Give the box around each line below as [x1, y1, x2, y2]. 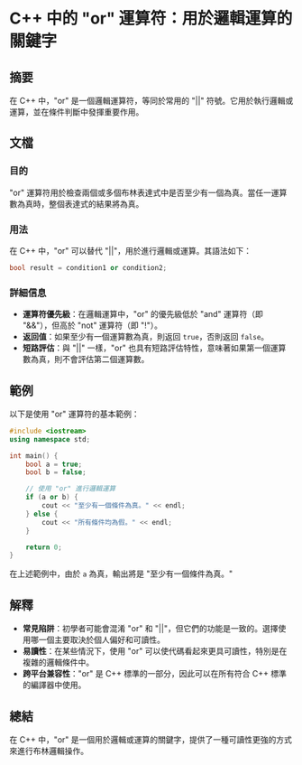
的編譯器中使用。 [22, 679, 87, 691]
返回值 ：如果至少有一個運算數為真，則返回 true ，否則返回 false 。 [22, 331, 270, 342]
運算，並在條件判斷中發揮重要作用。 [9, 107, 144, 117]
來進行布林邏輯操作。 [9, 745, 88, 756]
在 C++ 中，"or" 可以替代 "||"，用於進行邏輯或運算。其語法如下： [9, 245, 252, 256]
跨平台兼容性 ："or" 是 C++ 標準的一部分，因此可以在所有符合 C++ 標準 [22, 668, 287, 679]
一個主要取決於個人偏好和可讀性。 [38, 634, 165, 646]
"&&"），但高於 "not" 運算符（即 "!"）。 [22, 320, 163, 331]
